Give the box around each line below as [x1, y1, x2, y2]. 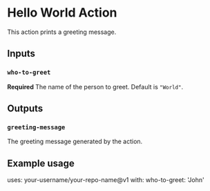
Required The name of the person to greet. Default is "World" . [7, 82, 184, 91]
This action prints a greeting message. [7, 28, 117, 36]
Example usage [7, 157, 75, 169]
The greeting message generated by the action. [7, 137, 143, 146]
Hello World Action [7, 5, 117, 21]
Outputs [7, 102, 44, 115]
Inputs [7, 48, 36, 60]
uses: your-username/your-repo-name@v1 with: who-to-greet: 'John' [7, 176, 205, 184]
